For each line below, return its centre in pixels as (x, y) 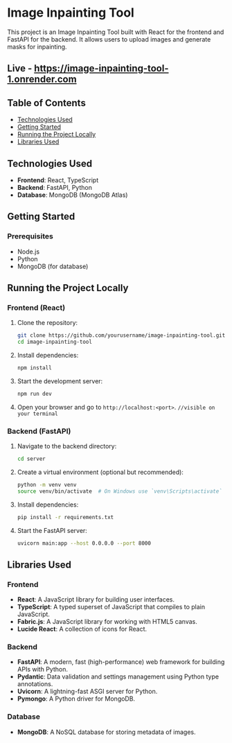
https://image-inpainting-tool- (101, 68)
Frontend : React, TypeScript (58, 180)
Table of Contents (47, 103)
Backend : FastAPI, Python (54, 187)
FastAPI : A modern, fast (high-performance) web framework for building (121, 662)
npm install (34, 368)
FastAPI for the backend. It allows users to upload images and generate (109, 39)
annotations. (35, 684)
